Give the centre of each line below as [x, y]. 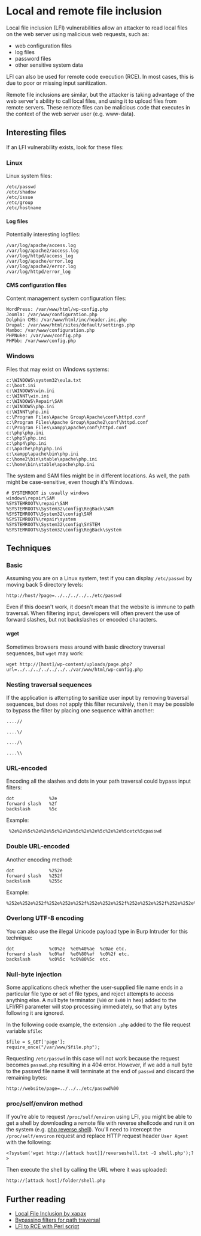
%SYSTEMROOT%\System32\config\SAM [49, 514]
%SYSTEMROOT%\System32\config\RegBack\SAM [60, 509]
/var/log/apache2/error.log [41, 267]
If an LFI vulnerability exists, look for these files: [65, 147]
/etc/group [20, 203]
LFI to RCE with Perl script [47, 1226]
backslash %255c [34, 881]
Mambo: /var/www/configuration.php [51, 331]
